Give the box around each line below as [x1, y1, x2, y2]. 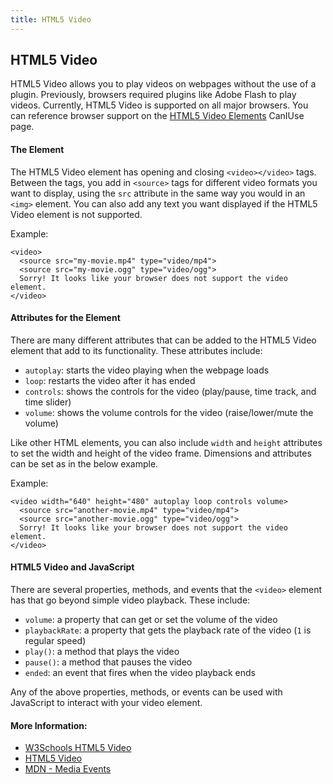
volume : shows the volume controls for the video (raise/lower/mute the [24, 406, 314, 418]
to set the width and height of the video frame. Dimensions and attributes [10, 447, 312, 459]
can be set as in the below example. [10, 457, 159, 470]
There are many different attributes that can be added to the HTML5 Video [10, 334, 317, 346]
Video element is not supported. [10, 208, 143, 220]
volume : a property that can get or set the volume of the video [24, 614, 278, 626]
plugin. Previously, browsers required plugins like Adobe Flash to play [10, 89, 297, 101]
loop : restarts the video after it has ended [24, 374, 196, 386]
